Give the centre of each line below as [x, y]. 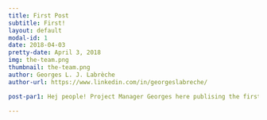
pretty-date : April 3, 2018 [55, 52]
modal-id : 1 [28, 38]
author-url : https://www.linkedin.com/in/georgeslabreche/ [108, 82]
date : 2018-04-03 [37, 45]
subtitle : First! [37, 23]
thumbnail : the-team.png [49, 68]
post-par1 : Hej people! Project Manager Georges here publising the [124, 96]
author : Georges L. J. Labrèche [62, 75]
